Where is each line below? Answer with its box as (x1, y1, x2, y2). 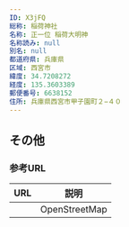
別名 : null (9, 47, 47, 56)
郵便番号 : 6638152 (9, 88, 73, 97)
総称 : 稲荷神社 (9, 22, 58, 31)
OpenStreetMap (39, 204, 107, 216)
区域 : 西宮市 (9, 64, 51, 73)
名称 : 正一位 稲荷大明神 (9, 30, 89, 39)
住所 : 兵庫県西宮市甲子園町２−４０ (9, 96, 122, 106)
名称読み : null (9, 38, 61, 48)
